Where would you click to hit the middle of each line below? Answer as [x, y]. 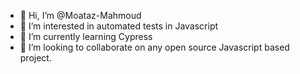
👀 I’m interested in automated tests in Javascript [119, 26]
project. [35, 58]
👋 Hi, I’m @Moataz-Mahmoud [80, 15]
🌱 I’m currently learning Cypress [86, 36]
